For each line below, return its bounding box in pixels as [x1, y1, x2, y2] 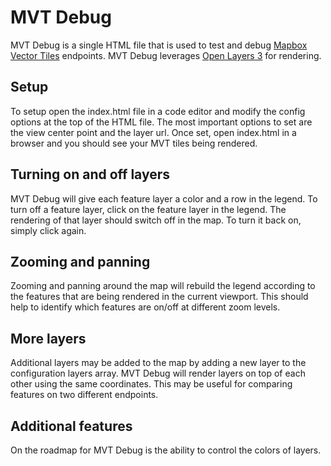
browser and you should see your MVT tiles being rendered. [10, 137, 258, 149]
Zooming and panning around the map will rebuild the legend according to [10, 280, 316, 292]
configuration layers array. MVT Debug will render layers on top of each [10, 367, 306, 380]
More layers [10, 330, 87, 347]
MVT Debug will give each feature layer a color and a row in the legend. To [10, 192, 318, 205]
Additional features [10, 417, 133, 435]
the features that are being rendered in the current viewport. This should [10, 291, 309, 303]
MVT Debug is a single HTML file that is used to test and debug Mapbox [10, 39, 308, 51]
